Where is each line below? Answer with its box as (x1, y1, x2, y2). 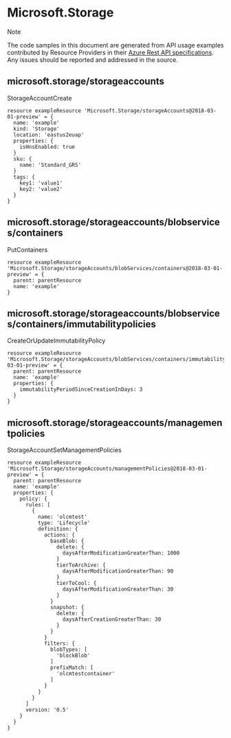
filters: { (43, 640, 76, 647)
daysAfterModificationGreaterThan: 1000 (62, 550, 180, 557)
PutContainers (7, 245, 48, 254)
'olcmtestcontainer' (56, 670, 115, 677)
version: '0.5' (25, 706, 69, 714)
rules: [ (25, 502, 51, 509)
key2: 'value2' (19, 185, 63, 192)
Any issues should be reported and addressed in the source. (7, 55, 179, 63)
